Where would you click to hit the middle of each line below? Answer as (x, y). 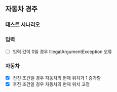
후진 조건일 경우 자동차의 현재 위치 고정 (51, 84)
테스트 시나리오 (23, 25)
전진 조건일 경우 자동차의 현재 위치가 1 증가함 (57, 78)
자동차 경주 (22, 9)
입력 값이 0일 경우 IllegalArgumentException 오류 (62, 52)
